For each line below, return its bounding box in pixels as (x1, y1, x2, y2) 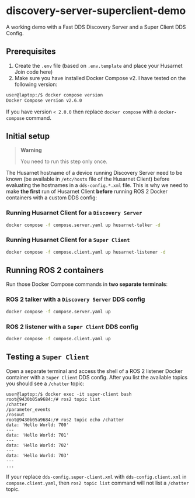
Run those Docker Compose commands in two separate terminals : (6, 281, 168, 288)
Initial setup (6, 131, 50, 141)
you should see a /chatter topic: (6, 380, 85, 387)
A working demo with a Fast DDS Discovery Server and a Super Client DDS (6, 23, 186, 30)
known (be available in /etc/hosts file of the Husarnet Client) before (6, 175, 170, 182)
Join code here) (14, 68, 53, 75)
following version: (14, 81, 58, 88)
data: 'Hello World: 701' (6, 432, 69, 438)
